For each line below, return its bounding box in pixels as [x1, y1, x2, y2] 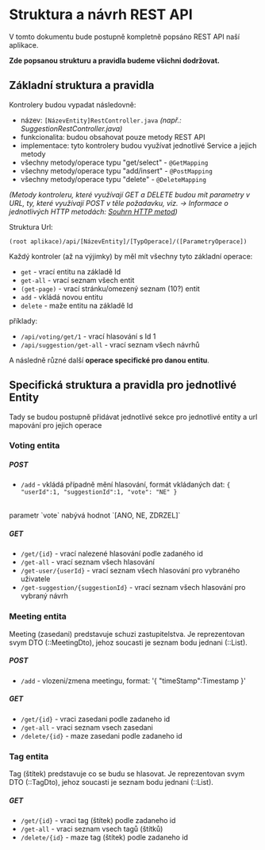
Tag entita [9, 751, 49, 762]
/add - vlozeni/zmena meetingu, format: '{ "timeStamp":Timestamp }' [20, 676, 247, 685]
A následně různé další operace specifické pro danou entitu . [9, 355, 209, 365]
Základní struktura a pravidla [9, 79, 155, 92]
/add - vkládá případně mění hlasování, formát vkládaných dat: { [20, 479, 231, 490]
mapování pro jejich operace [9, 420, 102, 430]
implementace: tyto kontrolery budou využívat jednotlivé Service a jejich [20, 141, 257, 150]
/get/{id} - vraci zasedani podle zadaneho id [20, 714, 171, 724]
